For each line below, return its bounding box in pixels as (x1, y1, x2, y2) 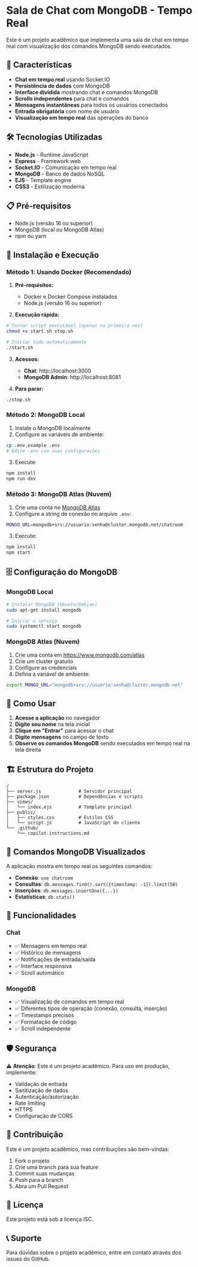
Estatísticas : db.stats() (14, 893, 75, 900)
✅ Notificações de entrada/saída (14, 955, 96, 963)
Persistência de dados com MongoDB (14, 82, 110, 89)
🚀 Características (6, 60, 72, 70)
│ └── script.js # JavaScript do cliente (6, 820, 141, 826)
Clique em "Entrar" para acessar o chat (14, 727, 114, 734)
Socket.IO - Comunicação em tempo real (14, 164, 117, 171)
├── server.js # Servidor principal (6, 788, 133, 794)
